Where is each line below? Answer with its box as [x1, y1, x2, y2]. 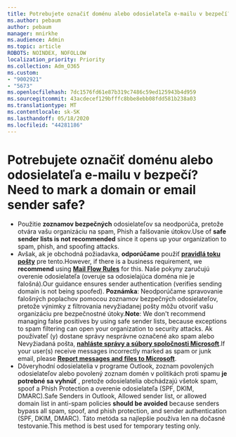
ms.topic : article [7, 43, 61, 50]
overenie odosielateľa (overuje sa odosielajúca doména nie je [17, 272, 195, 281]
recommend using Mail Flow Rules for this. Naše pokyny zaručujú [17, 265, 210, 273]
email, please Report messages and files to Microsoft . [17, 355, 177, 363]
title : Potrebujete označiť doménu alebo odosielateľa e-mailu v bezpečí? [7, 10, 231, 18]
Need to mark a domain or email [7, 182, 197, 198]
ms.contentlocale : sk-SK [7, 108, 80, 115]
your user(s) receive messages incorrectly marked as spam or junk [17, 347, 212, 355]
